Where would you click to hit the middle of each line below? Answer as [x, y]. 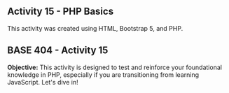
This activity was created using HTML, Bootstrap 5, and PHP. [95, 28]
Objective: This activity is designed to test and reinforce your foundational [115, 67]
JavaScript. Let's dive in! [43, 82]
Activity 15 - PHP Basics [61, 12]
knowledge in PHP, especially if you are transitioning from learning [103, 74]
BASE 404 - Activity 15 [58, 51]
